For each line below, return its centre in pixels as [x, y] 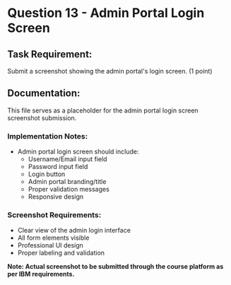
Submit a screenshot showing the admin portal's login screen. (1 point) [110, 71]
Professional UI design [50, 245]
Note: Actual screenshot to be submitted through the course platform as [115, 267]
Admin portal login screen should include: [78, 152]
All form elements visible [53, 238]
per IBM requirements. [41, 274]
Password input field [58, 167]
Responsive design [56, 197]
